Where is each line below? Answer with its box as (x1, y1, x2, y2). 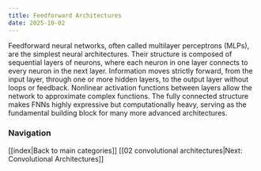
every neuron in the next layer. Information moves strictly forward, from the (8, 66, 253, 75)
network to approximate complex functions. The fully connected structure (8, 91, 249, 101)
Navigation (8, 127, 51, 139)
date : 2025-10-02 (8, 19, 66, 27)
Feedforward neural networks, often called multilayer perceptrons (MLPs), (8, 40, 250, 50)
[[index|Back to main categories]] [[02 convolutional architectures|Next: (8, 146, 243, 155)
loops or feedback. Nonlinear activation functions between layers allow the (8, 82, 252, 92)
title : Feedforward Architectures (8, 11, 123, 20)
